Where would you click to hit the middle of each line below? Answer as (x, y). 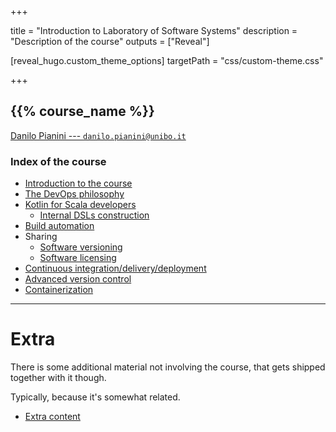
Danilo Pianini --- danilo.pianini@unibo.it (98, 135)
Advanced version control (78, 279)
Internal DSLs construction (94, 215)
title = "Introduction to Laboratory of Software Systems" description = (154, 30)
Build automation (59, 226)
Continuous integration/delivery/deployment (115, 268)
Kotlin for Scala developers (80, 205)
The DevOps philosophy (74, 194)
